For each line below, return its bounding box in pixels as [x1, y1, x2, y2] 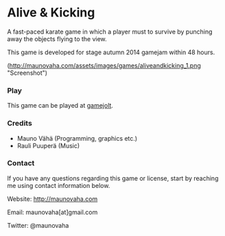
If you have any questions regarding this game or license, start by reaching [7, 174, 219, 182]
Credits [7, 119, 32, 128]
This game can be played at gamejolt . [7, 102, 113, 110]
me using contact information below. [7, 181, 110, 189]
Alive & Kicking [7, 5, 95, 21]
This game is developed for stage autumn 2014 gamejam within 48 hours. [7, 48, 215, 56]
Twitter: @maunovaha [7, 221, 69, 229]
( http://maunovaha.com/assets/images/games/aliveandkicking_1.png [7, 61, 201, 69]
